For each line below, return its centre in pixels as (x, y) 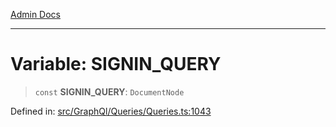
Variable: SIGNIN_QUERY (116, 64)
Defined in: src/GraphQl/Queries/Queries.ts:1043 (111, 111)
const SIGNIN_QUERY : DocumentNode (109, 91)
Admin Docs (35, 14)
